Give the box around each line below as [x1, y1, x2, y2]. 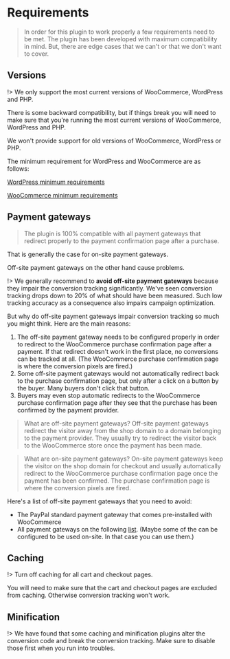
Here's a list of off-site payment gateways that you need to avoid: [7, 497, 192, 505]
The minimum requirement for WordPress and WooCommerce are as [7, 157, 201, 165]
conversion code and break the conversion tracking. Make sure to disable [7, 637, 216, 645]
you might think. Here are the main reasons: [7, 319, 131, 328]
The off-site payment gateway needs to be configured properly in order [16, 333, 220, 341]
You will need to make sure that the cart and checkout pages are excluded [7, 584, 218, 592]
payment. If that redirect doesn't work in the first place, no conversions [16, 347, 218, 355]
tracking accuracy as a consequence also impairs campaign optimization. [7, 298, 216, 307]
